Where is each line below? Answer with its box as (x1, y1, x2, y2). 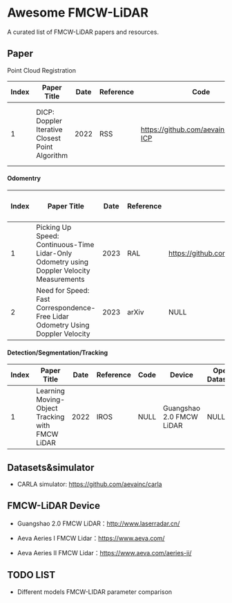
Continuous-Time (36, 240, 95, 249)
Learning (36, 386, 66, 396)
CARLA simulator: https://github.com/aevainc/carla (17, 480, 162, 488)
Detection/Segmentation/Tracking (7, 348, 108, 357)
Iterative (36, 125, 64, 134)
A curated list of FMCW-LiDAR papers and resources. (7, 28, 159, 36)
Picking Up (36, 222, 72, 232)
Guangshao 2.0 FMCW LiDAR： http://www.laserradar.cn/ (17, 519, 180, 528)
